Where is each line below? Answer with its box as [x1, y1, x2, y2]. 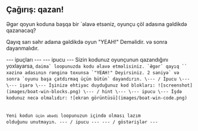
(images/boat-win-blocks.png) [6, 88, 81, 94]
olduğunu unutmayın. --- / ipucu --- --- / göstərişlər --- [6, 119, 159, 125]
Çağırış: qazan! [6, 5, 64, 15]
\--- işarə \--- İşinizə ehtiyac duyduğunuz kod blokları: [6, 82, 156, 88]
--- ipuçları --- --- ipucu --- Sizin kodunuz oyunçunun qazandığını [6, 56, 168, 63]
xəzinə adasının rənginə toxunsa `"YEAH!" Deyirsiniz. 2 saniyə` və [6, 69, 180, 76]
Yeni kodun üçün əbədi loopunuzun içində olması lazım [6, 113, 141, 119]
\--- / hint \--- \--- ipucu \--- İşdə [83, 88, 183, 94]
